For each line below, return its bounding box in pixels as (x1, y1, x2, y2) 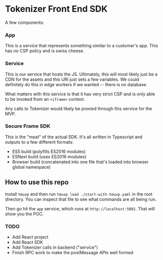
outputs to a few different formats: (5, 139, 74, 145)
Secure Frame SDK (5, 123, 51, 130)
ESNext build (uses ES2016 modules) (12, 153, 87, 159)
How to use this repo (5, 178, 69, 186)
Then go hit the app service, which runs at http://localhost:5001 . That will (5, 205, 155, 211)
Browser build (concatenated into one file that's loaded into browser (12, 159, 149, 165)
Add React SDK (12, 239, 43, 245)
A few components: (5, 19, 44, 25)
